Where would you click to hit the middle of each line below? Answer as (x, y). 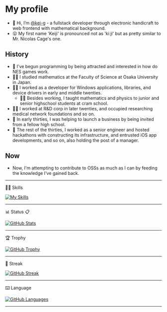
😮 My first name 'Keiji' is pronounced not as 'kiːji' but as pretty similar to (86, 33)
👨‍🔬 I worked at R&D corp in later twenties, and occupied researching (83, 108)
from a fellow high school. (39, 124)
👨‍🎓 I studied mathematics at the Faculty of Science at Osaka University (85, 77)
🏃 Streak (14, 263)
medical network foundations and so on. (54, 114)
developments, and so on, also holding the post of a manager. (76, 140)
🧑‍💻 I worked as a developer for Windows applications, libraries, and (82, 87)
